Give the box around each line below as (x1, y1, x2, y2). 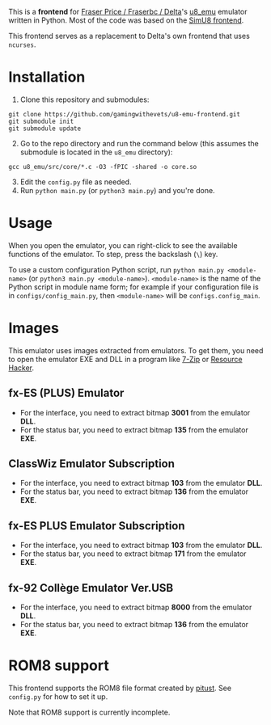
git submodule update (8, 124, 82, 133)
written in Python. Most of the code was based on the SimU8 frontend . (8, 15, 244, 25)
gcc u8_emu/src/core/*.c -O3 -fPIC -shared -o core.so (8, 162, 197, 171)
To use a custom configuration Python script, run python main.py (8, 264, 225, 274)
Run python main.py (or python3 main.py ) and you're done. (19, 185, 216, 195)
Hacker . (8, 363, 35, 373)
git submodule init (8, 117, 74, 125)
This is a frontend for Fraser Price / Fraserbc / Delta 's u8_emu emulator (8, 7, 248, 16)
